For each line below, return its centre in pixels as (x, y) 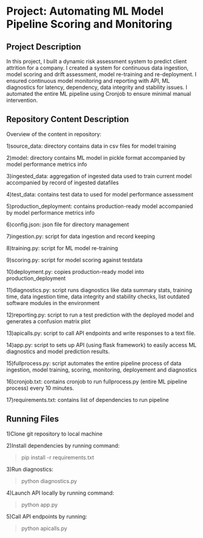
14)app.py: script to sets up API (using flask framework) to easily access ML (101, 345)
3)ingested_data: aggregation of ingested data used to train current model (99, 176)
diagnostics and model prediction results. (58, 351)
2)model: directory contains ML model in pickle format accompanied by (96, 157)
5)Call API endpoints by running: (47, 516)
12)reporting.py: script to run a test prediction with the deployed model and (100, 315)
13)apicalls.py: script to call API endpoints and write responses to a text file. (101, 333)
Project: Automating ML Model (85, 11)
